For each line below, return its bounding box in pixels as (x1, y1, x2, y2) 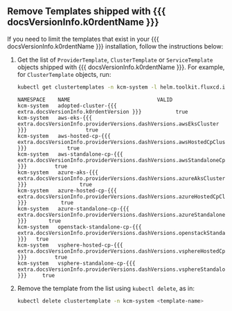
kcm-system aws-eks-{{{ (17, 114, 92, 121)
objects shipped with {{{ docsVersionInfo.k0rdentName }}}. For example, (17, 62, 225, 71)
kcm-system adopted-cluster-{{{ (17, 102, 117, 109)
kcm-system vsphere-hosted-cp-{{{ (17, 242, 123, 249)
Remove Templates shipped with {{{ (7, 6, 166, 17)
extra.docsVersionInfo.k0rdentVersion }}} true (17, 108, 188, 115)
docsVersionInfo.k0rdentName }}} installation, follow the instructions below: (7, 42, 224, 51)
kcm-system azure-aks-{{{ (17, 169, 98, 176)
